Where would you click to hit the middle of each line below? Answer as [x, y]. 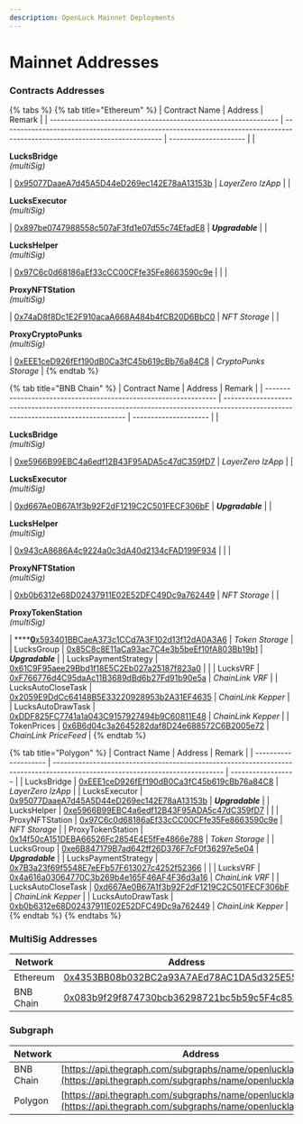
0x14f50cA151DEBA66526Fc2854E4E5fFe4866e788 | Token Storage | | [142, 839]
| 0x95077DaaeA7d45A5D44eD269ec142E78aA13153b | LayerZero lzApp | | [150, 183]
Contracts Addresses [57, 90]
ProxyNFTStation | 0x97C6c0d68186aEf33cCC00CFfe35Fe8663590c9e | [146, 820]
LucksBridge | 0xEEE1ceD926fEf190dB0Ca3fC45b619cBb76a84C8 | [152, 781]
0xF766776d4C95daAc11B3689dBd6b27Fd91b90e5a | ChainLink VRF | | [143, 678]
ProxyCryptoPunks [46, 334]
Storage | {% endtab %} [54, 371]
